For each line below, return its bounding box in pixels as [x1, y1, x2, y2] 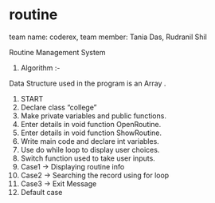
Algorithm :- [20, 62, 61, 73]
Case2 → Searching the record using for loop [20, 170, 170, 180]
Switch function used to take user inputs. [20, 153, 156, 163]
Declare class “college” [20, 102, 97, 112]
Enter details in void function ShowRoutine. [20, 128, 162, 137]
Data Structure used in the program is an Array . [9, 78, 166, 88]
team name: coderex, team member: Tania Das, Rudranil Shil [9, 32, 208, 42]
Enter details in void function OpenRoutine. [20, 119, 162, 129]
